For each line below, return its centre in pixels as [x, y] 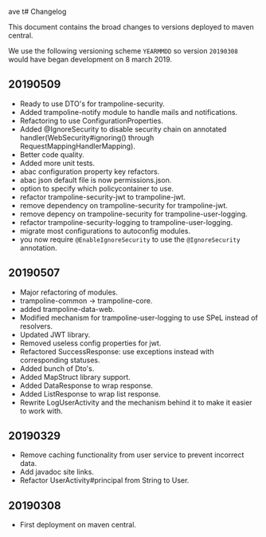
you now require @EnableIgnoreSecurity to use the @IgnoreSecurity [130, 239]
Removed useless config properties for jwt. [90, 343]
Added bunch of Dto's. [57, 368]
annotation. [38, 247]
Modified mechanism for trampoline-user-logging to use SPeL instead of [139, 318]
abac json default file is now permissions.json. [96, 180]
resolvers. [36, 326]
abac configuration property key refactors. [90, 172]
